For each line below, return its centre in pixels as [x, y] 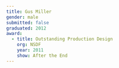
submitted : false [28, 22]
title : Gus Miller [29, 12]
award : [14, 34]
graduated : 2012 [26, 28]
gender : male [22, 17]
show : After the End [42, 56]
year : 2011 [30, 50]
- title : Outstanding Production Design [62, 39]
